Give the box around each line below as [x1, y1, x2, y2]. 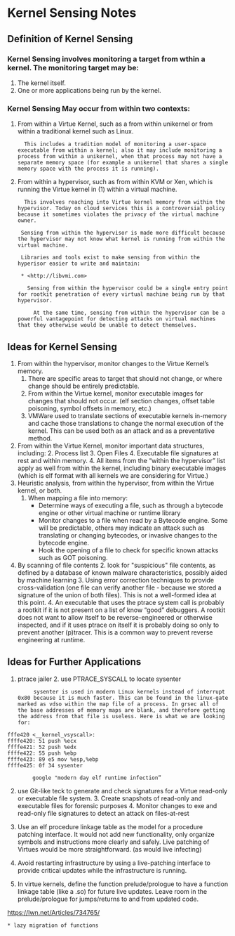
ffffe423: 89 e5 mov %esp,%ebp [7, 755, 99, 763]
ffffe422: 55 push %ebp [7, 750, 77, 757]
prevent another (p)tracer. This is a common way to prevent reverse [17, 628, 213, 637]
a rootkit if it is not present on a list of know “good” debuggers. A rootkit [17, 606, 226, 614]
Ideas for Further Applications [7, 656, 142, 668]
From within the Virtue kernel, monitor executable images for [27, 389, 203, 398]
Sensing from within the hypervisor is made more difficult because [20, 230, 226, 237]
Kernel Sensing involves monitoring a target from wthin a [7, 54, 206, 64]
